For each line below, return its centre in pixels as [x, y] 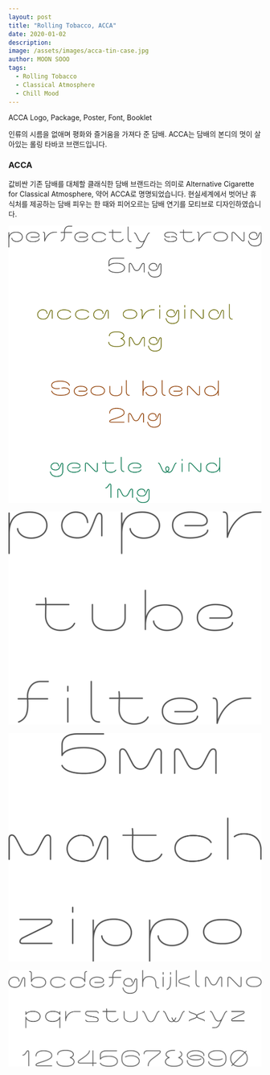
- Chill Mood [37, 93]
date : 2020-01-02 [37, 34]
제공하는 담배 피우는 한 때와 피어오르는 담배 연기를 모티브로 [122, 204]
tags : [17, 68]
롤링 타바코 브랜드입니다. [68, 144]
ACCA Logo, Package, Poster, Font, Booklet [80, 117]
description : [30, 43]
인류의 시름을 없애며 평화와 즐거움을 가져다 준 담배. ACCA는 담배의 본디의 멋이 [131, 134]
